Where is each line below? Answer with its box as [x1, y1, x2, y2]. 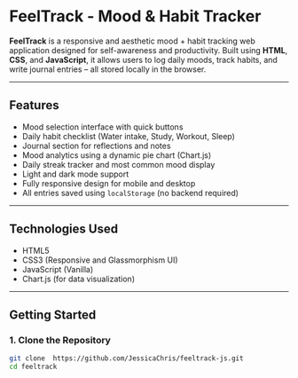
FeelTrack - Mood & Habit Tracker [9, 6, 262, 27]
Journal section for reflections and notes [21, 140, 171, 151]
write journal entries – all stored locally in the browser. [9, 64, 207, 75]
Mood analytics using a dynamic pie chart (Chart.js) [21, 149, 212, 161]
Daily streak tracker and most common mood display [21, 159, 216, 169]
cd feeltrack [9, 362, 58, 372]
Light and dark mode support [21, 169, 129, 179]
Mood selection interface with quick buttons [21, 122, 184, 132]
